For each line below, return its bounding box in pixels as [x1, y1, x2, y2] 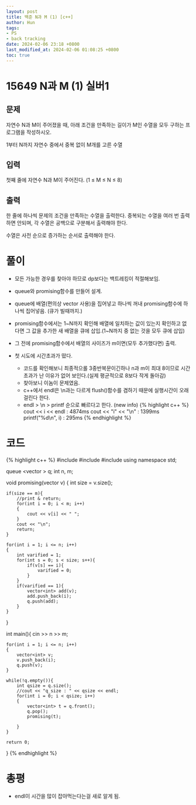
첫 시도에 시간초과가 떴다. [14, 352, 73, 359]
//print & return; [16, 496, 61, 502]
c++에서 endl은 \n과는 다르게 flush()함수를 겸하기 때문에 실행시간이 [23, 387, 178, 394]
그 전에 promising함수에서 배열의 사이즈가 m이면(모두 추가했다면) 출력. [14, 340, 177, 347]
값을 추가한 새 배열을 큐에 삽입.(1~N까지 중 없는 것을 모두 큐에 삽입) [32, 327, 185, 335]
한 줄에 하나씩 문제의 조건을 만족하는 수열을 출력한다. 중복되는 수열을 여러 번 [6, 212, 180, 219]
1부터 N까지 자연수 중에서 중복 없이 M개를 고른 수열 [6, 141, 123, 148]
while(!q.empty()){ [6, 678, 54, 684]
